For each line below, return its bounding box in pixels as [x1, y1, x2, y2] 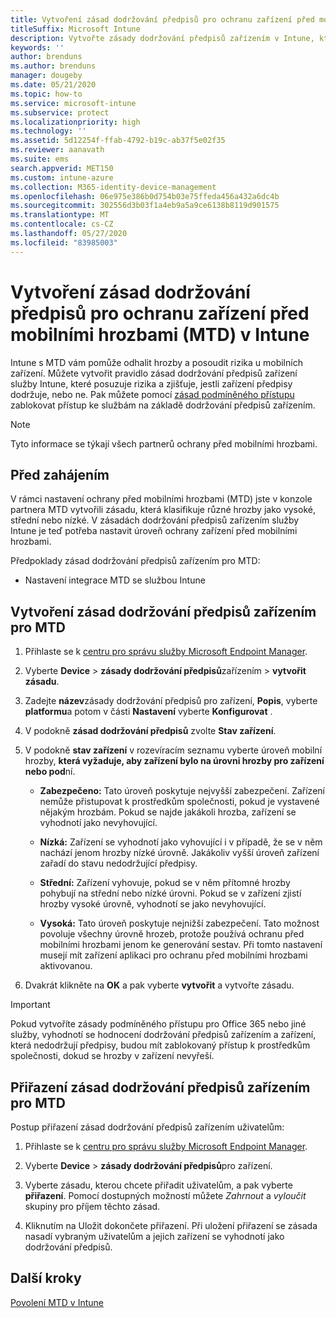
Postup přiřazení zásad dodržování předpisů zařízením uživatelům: [10, 1121, 285, 1133]
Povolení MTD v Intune [10, 1296, 104, 1308]
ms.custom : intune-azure [10, 172, 114, 183]
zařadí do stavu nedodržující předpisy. [39, 857, 198, 870]
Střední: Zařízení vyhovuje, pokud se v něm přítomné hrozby [39, 877, 291, 889]
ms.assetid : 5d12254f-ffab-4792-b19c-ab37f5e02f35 [10, 136, 226, 146]
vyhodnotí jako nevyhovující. [39, 817, 158, 829]
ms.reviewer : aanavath [10, 145, 105, 155]
